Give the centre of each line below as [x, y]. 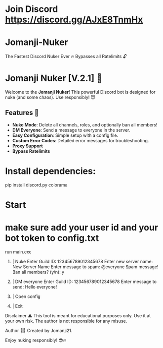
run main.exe [18, 252]
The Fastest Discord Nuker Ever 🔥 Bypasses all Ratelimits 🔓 [66, 57]
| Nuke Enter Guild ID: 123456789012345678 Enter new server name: [82, 261]
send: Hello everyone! [35, 287]
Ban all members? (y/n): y [38, 272]
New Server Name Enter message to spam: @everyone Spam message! [85, 267]
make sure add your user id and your [82, 228]
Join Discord [32, 9]
